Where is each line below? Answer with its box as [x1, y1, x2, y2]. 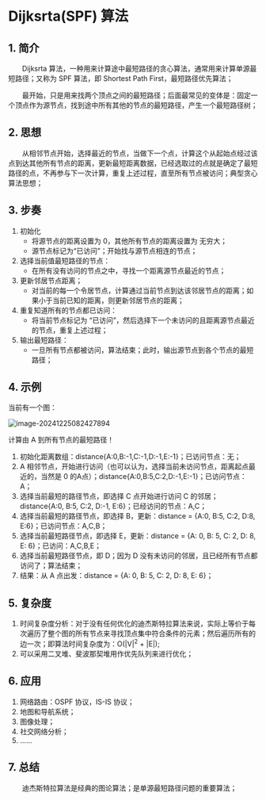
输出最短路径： [19, 335, 69, 345]
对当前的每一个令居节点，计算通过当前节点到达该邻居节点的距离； [31, 285, 247, 295]
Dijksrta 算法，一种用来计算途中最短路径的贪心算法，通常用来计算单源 [22, 64, 250, 73]
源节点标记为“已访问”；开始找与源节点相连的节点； [31, 246, 198, 255]
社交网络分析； [19, 726, 69, 736]
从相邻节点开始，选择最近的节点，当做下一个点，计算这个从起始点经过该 [22, 148, 258, 158]
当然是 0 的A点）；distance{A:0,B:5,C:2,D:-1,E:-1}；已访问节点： [40, 472, 247, 481]
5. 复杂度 [8, 596, 51, 610]
